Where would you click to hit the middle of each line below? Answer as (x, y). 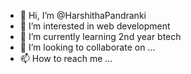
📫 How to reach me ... (66, 58)
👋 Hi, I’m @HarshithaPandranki (83, 15)
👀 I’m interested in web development (95, 26)
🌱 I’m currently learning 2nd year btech (100, 36)
